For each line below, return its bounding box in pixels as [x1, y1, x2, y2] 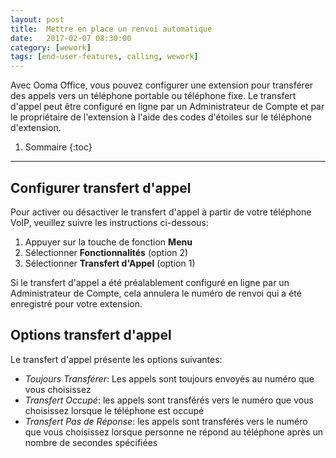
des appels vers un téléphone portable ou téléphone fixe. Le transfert [10, 90, 297, 102]
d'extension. [10, 122, 62, 134]
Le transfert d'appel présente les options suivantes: [10, 353, 223, 365]
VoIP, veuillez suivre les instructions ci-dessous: [10, 216, 209, 228]
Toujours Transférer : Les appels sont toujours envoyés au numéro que [24, 372, 315, 385]
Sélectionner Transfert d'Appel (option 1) [24, 257, 196, 269]
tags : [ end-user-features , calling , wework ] [10, 52, 199, 62]
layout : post [10, 14, 65, 25]
